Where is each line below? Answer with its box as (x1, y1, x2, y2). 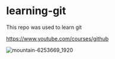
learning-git (6, 4, 66, 18)
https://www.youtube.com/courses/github (6, 35, 109, 42)
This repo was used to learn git (6, 24, 82, 31)
